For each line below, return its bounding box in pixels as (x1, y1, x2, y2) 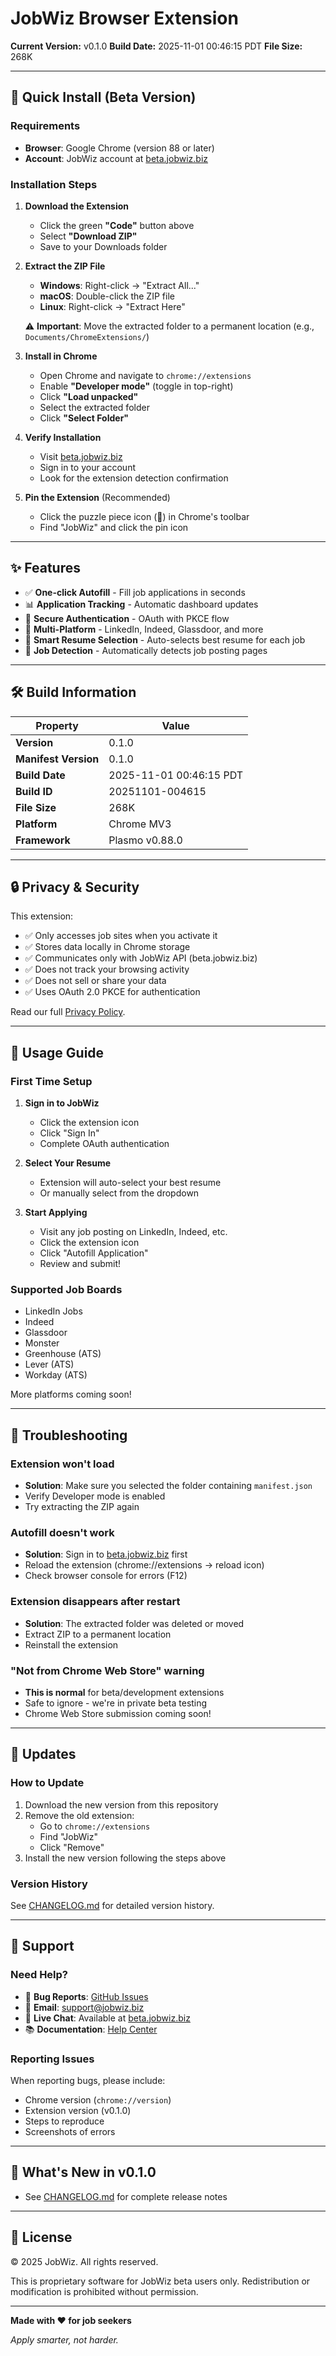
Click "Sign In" (39, 1127, 100, 1139)
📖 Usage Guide (10, 1044, 105, 1061)
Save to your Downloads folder (39, 240, 168, 252)
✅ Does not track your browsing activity (24, 963, 190, 976)
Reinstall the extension (24, 1638, 119, 1651)
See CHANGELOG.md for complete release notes (24, 2190, 228, 2202)
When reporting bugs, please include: (10, 2074, 166, 2086)
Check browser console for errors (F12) (24, 1570, 188, 1582)
